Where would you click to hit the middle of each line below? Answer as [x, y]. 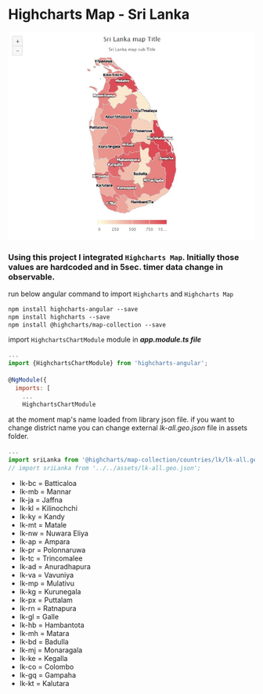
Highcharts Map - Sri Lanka [99, 15]
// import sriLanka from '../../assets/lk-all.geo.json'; [104, 469]
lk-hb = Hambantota [52, 625]
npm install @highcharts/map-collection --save [87, 325]
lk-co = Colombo [47, 667]
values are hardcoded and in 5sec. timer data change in [115, 267]
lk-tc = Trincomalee [51, 558]
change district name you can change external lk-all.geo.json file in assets [128, 428]
